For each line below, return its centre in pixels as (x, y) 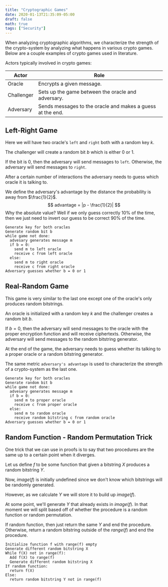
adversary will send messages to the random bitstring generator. (72, 339)
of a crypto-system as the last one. (41, 369)
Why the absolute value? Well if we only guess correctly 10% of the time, (80, 213)
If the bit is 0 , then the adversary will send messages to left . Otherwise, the (83, 162)
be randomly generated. (30, 485)
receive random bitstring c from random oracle (64, 418)
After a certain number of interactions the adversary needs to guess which (82, 177)
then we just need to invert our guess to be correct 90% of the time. (75, 218)
